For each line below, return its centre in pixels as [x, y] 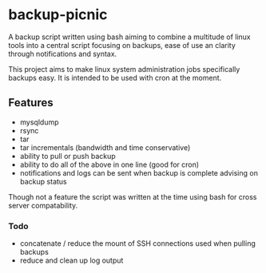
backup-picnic [58, 15]
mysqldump [39, 122]
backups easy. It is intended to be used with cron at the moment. [115, 77]
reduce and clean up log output [71, 260]
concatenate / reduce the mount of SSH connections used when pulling [137, 243]
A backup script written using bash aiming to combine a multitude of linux [129, 37]
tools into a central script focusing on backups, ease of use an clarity [122, 45]
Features [31, 103]
